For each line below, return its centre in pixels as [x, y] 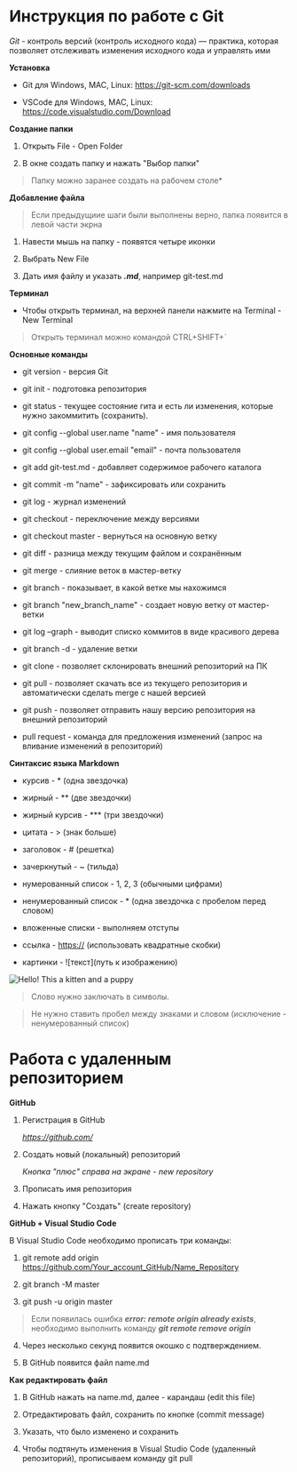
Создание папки [41, 128]
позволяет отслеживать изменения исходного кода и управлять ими [140, 50]
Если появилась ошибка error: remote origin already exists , [144, 1318]
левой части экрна [66, 224]
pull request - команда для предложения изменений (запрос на [142, 736]
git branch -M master [61, 1284]
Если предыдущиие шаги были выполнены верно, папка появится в [159, 214]
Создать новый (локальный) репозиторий [101, 1154]
